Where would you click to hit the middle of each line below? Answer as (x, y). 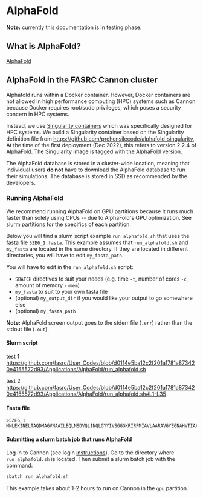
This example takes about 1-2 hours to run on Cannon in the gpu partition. (97, 488)
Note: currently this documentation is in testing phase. (74, 27)
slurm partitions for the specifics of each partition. (69, 224)
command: (20, 466)
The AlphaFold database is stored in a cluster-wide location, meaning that (98, 163)
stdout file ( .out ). (28, 329)
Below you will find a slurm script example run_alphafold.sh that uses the (98, 236)
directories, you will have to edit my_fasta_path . (65, 255)
